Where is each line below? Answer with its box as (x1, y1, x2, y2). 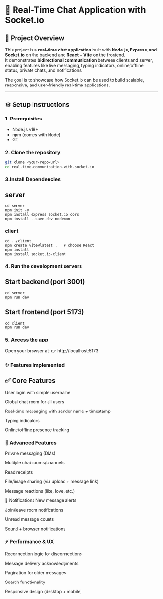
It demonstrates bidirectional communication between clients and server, (5, 57, 154, 63)
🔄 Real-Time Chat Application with (5, 4, 146, 16)
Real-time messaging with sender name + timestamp (5, 408, 111, 414)
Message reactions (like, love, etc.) (5, 488, 75, 494)
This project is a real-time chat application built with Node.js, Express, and (5, 47, 157, 52)
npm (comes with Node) (12, 131, 61, 137)
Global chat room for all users (5, 399, 65, 405)
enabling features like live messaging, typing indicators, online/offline (5, 63, 144, 68)
